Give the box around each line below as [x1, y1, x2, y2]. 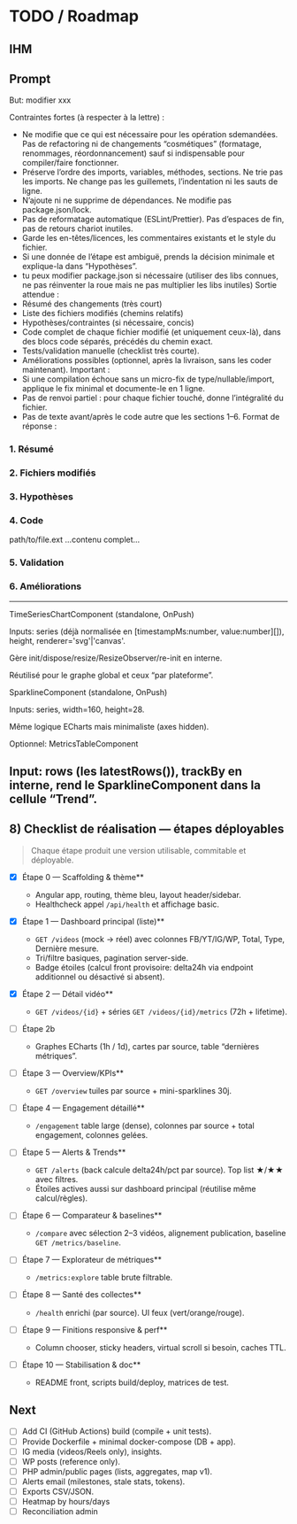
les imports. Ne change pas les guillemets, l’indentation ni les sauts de [21, 176, 278, 187]
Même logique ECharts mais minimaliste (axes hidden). [9, 721, 209, 731]
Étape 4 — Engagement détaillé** [21, 1102, 145, 1113]
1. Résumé [9, 443, 55, 455]
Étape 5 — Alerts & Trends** [21, 1147, 126, 1157]
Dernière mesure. [34, 943, 99, 954]
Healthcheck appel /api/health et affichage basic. [34, 899, 219, 909]
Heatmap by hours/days [21, 1496, 110, 1506]
